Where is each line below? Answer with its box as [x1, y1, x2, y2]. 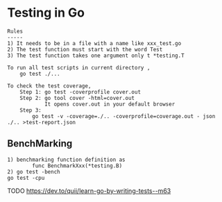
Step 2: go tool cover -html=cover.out [19, 94, 135, 101]
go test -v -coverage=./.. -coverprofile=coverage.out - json [32, 112, 216, 119]
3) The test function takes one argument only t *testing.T [7, 52, 185, 59]
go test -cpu [7, 174, 45, 181]
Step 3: [19, 106, 42, 114]
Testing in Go [7, 5, 85, 21]
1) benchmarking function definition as [7, 156, 126, 163]
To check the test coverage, [7, 82, 92, 90]
